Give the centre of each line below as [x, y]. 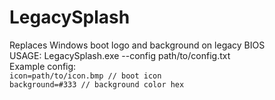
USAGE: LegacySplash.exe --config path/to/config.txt [120, 55]
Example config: [43, 66]
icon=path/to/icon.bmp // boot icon [85, 76]
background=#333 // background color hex [97, 84]
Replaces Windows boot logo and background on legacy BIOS [137, 45]
